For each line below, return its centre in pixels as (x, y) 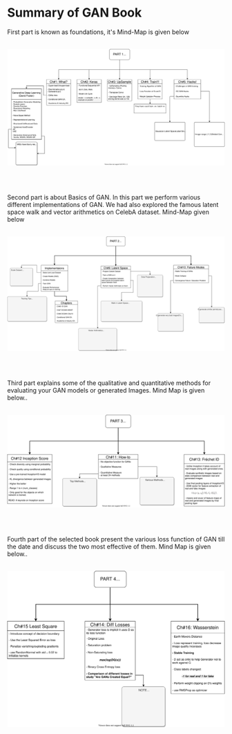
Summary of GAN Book (75, 13)
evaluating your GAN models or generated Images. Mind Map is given (106, 390)
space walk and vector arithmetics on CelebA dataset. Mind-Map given (108, 212)
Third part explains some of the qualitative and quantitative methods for (109, 383)
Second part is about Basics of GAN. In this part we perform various (104, 197)
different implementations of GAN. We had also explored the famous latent (113, 205)
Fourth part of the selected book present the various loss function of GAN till (116, 539)
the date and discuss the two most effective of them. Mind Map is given (109, 546)
